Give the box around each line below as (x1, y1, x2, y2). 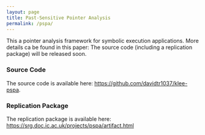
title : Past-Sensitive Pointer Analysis (6, 15, 111, 21)
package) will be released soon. (6, 50, 87, 58)
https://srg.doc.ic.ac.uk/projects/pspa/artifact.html (6, 121, 135, 129)
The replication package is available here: (6, 115, 111, 123)
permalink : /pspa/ (6, 20, 53, 26)
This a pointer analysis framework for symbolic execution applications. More (6, 37, 199, 45)
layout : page (6, 9, 40, 15)
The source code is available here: (6, 79, 94, 87)
